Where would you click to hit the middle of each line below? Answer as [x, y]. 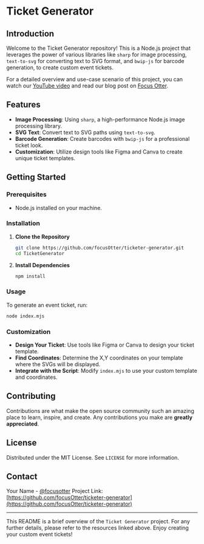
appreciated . [23, 424]
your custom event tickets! [39, 534]
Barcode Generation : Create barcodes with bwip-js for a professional [102, 138]
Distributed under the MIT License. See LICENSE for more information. [93, 457]
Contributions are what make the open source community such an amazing [100, 410]
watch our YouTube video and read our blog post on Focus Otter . [87, 86]
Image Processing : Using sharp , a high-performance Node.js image [100, 119]
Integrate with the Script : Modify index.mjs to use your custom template [106, 370]
